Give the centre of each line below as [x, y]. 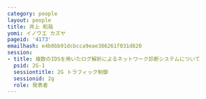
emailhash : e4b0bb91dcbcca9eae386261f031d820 [74, 46]
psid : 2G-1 [29, 66]
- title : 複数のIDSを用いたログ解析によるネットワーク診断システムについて [104, 59]
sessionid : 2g [34, 78]
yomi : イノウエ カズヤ [37, 33]
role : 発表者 [31, 85]
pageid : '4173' [29, 40]
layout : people [29, 20]
